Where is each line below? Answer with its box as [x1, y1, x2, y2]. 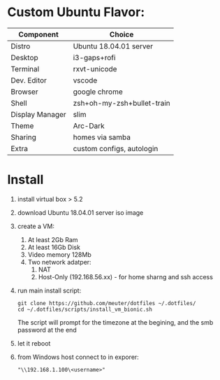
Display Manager [10, 109, 66, 119]
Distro [10, 41, 31, 51]
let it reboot [17, 339, 51, 347]
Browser [10, 87, 38, 97]
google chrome [73, 87, 124, 97]
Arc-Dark [73, 120, 105, 130]
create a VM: [17, 222, 54, 230]
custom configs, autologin [73, 143, 159, 153]
